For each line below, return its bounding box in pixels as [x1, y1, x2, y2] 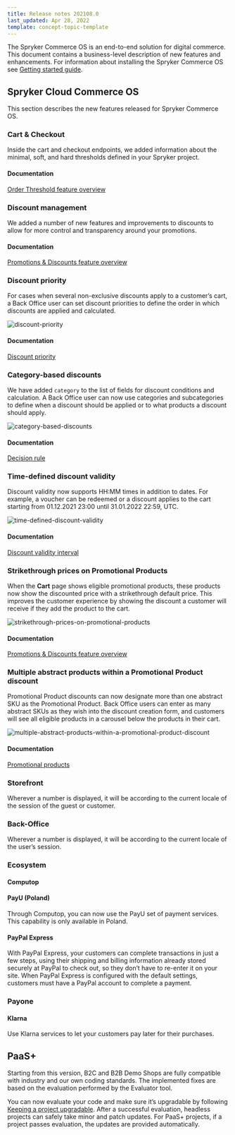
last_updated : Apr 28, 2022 [7, 17, 90, 24]
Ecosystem [7, 860, 47, 870]
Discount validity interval [7, 548, 80, 556]
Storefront [7, 778, 44, 788]
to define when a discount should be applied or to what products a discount [7, 400, 227, 409]
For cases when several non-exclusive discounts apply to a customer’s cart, [7, 292, 227, 300]
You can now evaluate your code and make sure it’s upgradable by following [7, 1098, 229, 1106]
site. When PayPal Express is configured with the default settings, [7, 971, 198, 980]
